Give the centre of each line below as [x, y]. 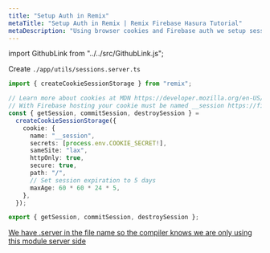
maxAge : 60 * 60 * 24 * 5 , [75, 188]
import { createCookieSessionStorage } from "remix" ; [100, 84]
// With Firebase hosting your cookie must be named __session [117, 106]
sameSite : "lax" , [59, 151]
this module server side [47, 241]
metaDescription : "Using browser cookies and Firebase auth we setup [127, 31]
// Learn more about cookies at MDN [70, 98]
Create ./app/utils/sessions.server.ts [74, 69]
